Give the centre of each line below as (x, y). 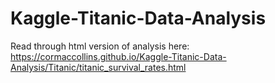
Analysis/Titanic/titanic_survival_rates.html (98, 67)
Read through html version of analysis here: (100, 46)
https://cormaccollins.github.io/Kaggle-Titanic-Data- (118, 56)
